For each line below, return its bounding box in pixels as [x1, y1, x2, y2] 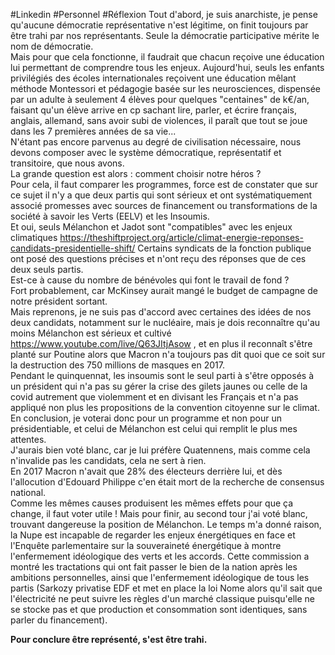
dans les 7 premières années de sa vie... [10, 125, 177, 137]
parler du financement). [10, 614, 108, 626]
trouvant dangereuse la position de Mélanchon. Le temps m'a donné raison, [10, 519, 322, 530]
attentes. [10, 434, 47, 445]
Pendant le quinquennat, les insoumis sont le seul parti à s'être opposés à [10, 370, 315, 381]
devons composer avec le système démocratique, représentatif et [10, 147, 282, 158]
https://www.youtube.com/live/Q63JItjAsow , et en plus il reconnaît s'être [10, 338, 313, 349]
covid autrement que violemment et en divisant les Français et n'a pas [10, 391, 299, 403]
